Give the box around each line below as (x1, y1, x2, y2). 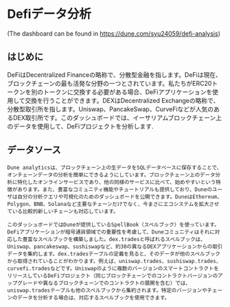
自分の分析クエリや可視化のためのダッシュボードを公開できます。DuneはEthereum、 (16, 193, 222, 200)
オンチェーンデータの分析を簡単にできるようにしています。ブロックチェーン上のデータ (7, 171, 216, 179)
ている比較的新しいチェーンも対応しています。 (7, 207, 119, 215)
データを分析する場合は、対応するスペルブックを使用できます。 (16, 294, 170, 301)
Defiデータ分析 (7, 6, 91, 22)
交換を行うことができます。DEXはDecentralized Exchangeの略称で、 (25, 96, 220, 104)
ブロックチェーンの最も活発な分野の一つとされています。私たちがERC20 (7, 79, 212, 87)
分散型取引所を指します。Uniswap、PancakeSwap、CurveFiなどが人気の (7, 104, 214, 113)
